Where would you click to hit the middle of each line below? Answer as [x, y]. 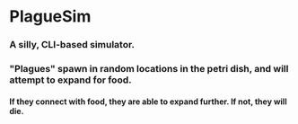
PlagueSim [50, 17]
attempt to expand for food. [70, 80]
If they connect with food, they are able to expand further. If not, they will [148, 102]
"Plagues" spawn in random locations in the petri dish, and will [149, 69]
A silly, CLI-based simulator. [72, 45]
